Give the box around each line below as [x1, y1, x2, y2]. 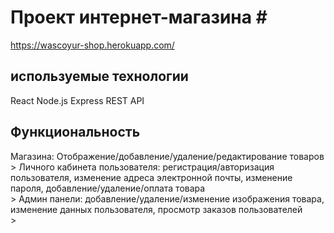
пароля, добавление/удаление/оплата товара [10, 182, 206, 194]
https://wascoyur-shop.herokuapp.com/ [10, 39, 175, 51]
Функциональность [10, 124, 141, 141]
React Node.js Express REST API [10, 94, 145, 106]
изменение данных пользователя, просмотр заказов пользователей [10, 203, 303, 215]
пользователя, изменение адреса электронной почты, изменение [10, 171, 293, 183]
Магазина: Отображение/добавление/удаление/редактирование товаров [10, 150, 325, 162]
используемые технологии [10, 68, 189, 85]
